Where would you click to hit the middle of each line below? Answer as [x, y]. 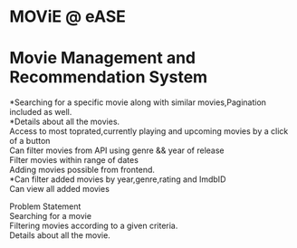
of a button [30, 141]
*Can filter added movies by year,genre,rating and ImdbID [118, 179]
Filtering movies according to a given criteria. [94, 226]
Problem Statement [45, 206]
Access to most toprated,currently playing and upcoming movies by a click [149, 131]
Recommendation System [109, 77]
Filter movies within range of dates [74, 160]
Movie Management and [103, 58]
